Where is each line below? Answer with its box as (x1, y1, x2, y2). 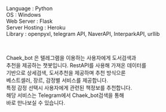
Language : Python (6, 5, 53, 12)
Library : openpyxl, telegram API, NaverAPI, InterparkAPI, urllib (6, 31, 160, 37)
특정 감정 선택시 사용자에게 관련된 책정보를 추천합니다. (6, 84, 133, 91)
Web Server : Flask (6, 17, 53, 25)
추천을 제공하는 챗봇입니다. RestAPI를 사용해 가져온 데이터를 (6, 62, 147, 69)
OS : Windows (6, 11, 41, 18)
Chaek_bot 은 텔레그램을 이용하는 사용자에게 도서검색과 (6, 55, 136, 61)
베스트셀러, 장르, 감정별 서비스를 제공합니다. (6, 77, 109, 84)
